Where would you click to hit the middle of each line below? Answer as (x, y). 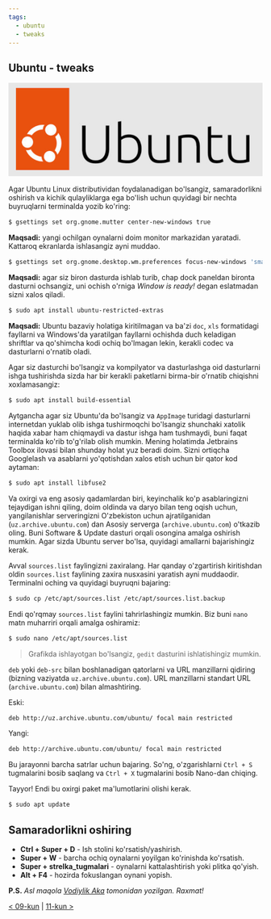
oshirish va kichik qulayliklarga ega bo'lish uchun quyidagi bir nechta (123, 198)
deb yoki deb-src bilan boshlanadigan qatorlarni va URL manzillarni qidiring (132, 669)
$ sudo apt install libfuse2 (57, 483)
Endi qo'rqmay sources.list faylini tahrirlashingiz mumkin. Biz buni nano (128, 614)
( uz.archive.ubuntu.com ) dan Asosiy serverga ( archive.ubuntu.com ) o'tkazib (134, 524)
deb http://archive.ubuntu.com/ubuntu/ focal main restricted (115, 749)
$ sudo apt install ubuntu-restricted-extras (86, 311)
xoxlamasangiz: (34, 384)
